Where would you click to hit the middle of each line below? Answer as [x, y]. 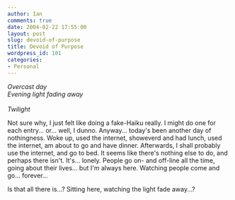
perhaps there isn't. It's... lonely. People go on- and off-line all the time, [111, 160]
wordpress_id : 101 [34, 54]
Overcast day [27, 86]
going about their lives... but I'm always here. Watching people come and [114, 167]
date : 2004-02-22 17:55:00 [47, 27]
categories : [25, 60]
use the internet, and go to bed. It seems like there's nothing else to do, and [117, 153]
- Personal [23, 66]
